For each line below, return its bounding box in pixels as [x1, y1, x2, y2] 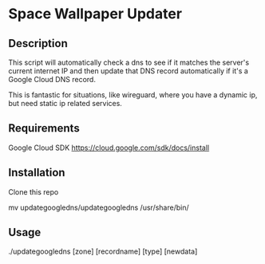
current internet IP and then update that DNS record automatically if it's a [8, 66, 249, 76]
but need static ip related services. [8, 99, 122, 108]
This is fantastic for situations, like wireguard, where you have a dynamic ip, [8, 90, 258, 100]
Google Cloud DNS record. [8, 75, 96, 84]
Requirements [8, 121, 80, 136]
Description [8, 37, 68, 50]
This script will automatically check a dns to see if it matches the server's [8, 57, 250, 67]
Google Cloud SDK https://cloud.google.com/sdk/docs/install [8, 143, 210, 152]
